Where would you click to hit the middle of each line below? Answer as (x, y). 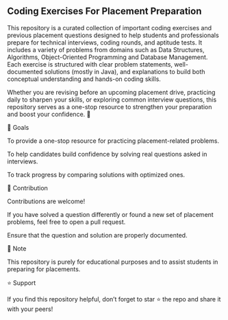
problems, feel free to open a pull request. (66, 222)
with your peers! (30, 309)
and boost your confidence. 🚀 (49, 114)
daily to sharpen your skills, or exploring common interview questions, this (112, 100)
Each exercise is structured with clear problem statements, (90, 64)
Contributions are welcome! (46, 201)
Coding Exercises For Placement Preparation (104, 11)
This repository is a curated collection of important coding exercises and (110, 27)
